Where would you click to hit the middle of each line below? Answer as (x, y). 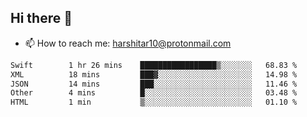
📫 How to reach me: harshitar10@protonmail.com (128, 43)
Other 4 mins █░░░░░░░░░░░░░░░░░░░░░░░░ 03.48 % (154, 93)
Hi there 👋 (41, 18)
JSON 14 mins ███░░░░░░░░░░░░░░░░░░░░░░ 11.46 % (154, 84)
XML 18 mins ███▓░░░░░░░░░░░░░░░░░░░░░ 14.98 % (154, 74)
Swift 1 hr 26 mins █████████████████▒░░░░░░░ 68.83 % (154, 65)
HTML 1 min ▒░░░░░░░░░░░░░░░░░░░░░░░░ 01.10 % (154, 102)
